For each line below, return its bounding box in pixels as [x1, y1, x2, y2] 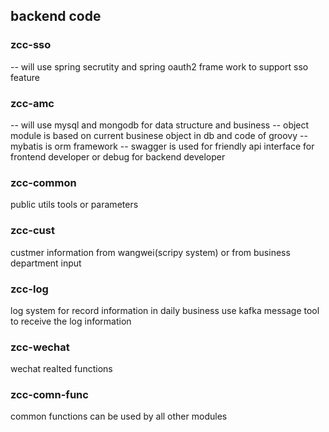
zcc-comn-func [10, 388, 89, 402]
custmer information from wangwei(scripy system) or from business [10, 246, 291, 258]
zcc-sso [10, 38, 52, 52]
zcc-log [10, 282, 49, 296]
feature [10, 71, 40, 83]
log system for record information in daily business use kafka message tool [10, 304, 320, 316]
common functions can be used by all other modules [10, 410, 228, 423]
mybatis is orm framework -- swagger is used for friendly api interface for [10, 140, 315, 152]
